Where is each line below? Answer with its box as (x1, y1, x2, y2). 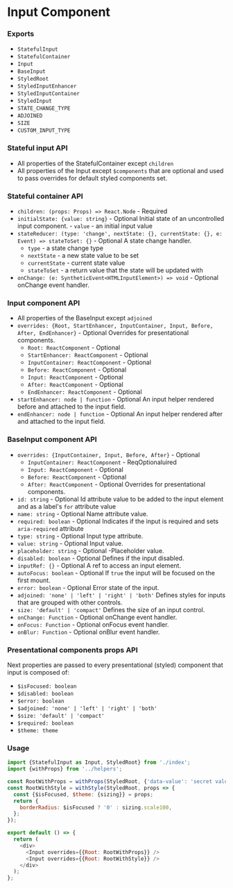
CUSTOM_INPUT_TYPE (17, 127, 71, 134)
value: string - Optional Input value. (17, 539, 123, 548)
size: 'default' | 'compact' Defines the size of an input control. (17, 605, 205, 614)
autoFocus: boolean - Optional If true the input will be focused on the (17, 568, 215, 577)
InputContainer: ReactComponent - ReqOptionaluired (27, 458, 177, 466)
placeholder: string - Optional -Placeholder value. (17, 546, 164, 554)
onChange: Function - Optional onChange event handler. (17, 613, 178, 621)
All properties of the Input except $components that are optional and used (17, 166, 224, 174)
